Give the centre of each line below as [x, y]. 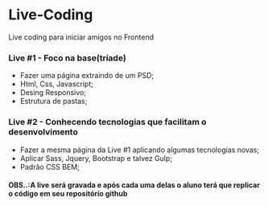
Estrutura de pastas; [54, 101]
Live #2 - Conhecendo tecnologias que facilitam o [107, 122]
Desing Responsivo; [53, 93]
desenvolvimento [43, 132]
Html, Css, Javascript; [57, 84]
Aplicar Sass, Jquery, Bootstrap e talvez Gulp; [96, 158]
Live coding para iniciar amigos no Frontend [81, 37]
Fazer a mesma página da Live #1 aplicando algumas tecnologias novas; [140, 150]
